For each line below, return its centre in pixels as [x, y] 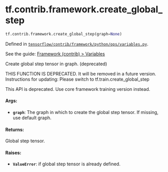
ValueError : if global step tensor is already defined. [67, 164]
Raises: [13, 152]
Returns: [15, 129]
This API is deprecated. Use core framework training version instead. [78, 89]
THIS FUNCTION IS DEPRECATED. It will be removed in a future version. [81, 73]
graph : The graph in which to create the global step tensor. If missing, [86, 112]
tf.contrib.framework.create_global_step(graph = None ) [64, 34]
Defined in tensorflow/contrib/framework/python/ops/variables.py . [77, 44]
